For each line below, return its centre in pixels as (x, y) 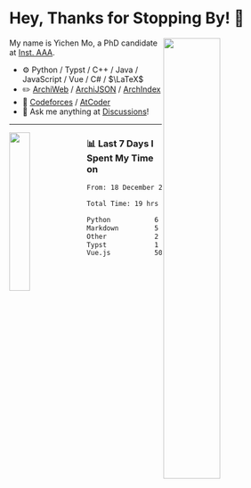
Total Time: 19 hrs (122, 204)
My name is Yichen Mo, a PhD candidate (84, 43)
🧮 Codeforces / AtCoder (66, 102)
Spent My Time (120, 158)
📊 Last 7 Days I (120, 144)
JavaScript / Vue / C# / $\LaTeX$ (83, 79)
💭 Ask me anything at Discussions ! (85, 112)
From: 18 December (121, 188)
